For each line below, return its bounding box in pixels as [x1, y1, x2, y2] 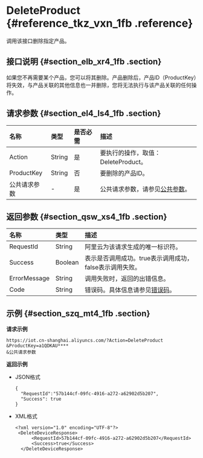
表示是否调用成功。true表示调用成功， [84, 254, 193, 263]
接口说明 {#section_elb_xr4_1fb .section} [6, 57, 162, 67]
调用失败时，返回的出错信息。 [84, 274, 170, 283]
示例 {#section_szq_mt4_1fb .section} [6, 308, 150, 318]
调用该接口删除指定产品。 [6, 37, 70, 44]
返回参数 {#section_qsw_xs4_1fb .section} [6, 211, 167, 222]
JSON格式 [14, 373, 41, 381]
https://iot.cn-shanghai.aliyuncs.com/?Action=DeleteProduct [6, 338, 164, 344]
